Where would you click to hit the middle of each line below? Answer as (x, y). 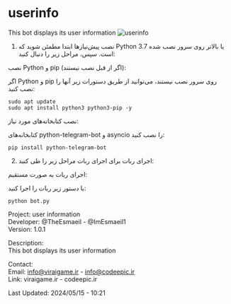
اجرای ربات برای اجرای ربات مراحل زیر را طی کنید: (86, 160)
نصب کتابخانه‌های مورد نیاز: (43, 121)
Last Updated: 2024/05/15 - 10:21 (57, 293)
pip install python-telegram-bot (57, 147)
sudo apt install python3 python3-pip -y (70, 107)
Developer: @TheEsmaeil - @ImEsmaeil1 (67, 221)
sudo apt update (32, 101)
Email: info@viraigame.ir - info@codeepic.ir (72, 271)
